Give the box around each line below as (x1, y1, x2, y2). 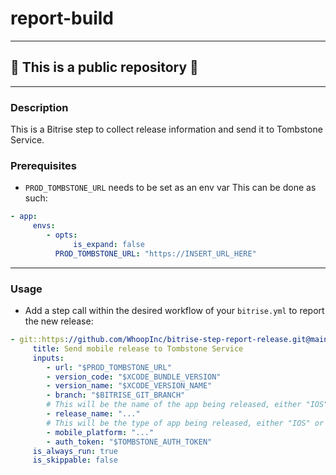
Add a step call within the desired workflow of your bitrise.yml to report (24, 305, 325, 317)
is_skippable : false (32, 455, 118, 466)
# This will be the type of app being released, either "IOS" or (46, 418, 325, 428)
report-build (10, 7, 114, 30)
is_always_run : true (32, 446, 118, 456)
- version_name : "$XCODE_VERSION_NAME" (46, 381, 213, 391)
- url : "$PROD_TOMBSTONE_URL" (46, 362, 172, 372)
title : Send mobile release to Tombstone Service (32, 343, 244, 354)
